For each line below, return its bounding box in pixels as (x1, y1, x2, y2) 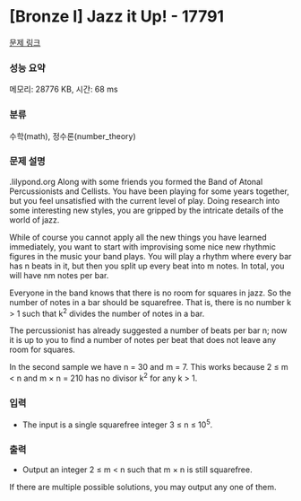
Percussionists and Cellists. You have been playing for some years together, (9, 186, 289, 197)
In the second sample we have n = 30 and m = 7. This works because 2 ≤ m (9, 362, 288, 373)
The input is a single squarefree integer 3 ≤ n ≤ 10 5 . (21, 417, 213, 430)
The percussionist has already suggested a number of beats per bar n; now (9, 325, 288, 336)
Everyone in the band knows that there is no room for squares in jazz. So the (9, 287, 292, 298)
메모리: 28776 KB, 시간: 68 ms (9, 83, 118, 95)
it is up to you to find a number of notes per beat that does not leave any (9, 335, 277, 346)
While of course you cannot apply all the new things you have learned (9, 232, 267, 242)
